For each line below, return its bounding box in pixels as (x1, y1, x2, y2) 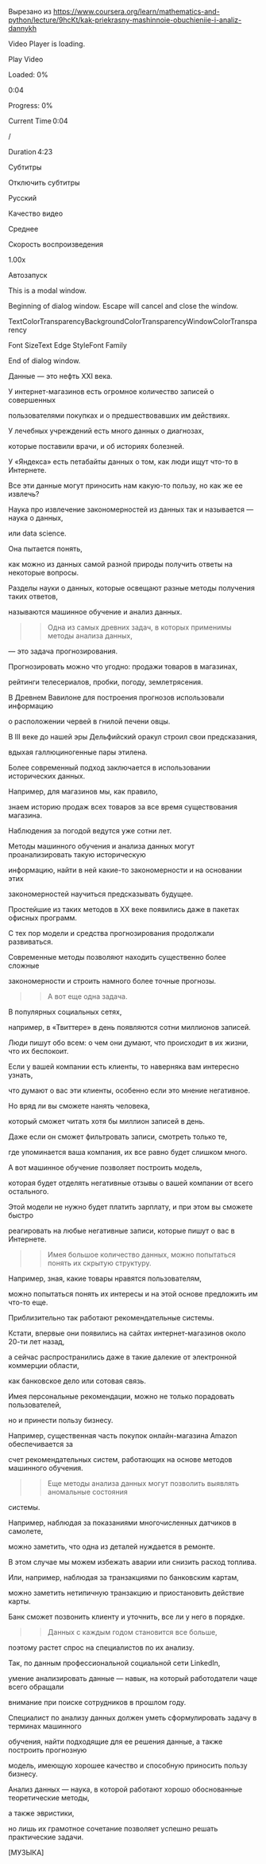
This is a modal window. (8, 286, 87, 295)
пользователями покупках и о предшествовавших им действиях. (8, 411, 230, 420)
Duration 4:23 (8, 147, 53, 156)
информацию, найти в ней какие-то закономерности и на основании (8, 865, 242, 875)
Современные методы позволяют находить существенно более (8, 953, 226, 961)
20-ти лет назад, (8, 1337, 65, 1346)
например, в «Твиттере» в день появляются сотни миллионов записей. (8, 1023, 252, 1031)
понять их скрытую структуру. (47, 1258, 152, 1268)
